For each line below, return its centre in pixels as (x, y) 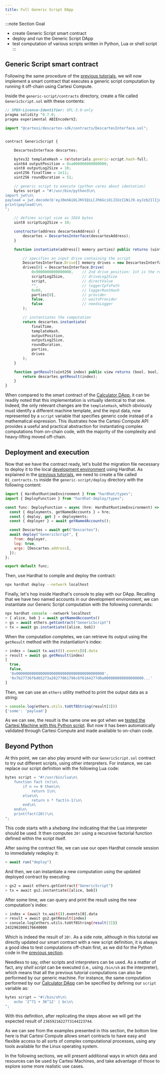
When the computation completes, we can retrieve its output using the (76, 636)
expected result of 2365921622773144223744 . (49, 1021)
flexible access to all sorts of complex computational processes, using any (81, 1041)
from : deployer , (31, 539)
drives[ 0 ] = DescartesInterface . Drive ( (64, 268)
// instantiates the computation (57, 317)
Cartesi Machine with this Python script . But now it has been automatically (80, 726)
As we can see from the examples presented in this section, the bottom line (81, 1030)
